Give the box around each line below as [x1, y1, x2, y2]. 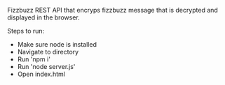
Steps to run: [7, 27, 45, 35]
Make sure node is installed [17, 40, 97, 48]
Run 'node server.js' [17, 63, 76, 70]
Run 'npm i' [17, 55, 51, 63]
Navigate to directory [17, 48, 79, 56]
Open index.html [17, 70, 65, 78]
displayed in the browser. [7, 13, 80, 22]
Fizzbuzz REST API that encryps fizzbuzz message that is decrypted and [7, 6, 219, 14]
